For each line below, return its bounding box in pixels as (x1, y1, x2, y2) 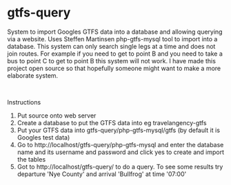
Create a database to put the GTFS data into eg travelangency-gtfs (17, 118, 207, 127)
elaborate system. (7, 71, 59, 80)
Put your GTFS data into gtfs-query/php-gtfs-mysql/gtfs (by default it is (17, 126, 221, 134)
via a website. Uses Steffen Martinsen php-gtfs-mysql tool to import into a (7, 34, 218, 43)
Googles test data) (17, 133, 70, 142)
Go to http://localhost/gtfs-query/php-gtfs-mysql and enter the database (17, 140, 224, 149)
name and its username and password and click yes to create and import (17, 148, 225, 156)
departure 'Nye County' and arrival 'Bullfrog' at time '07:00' (17, 170, 187, 178)
